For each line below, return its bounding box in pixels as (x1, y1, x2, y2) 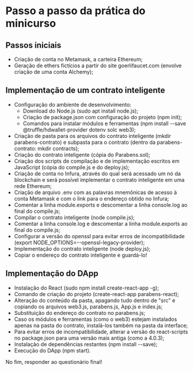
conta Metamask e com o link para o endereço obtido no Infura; (14, 195, 169, 202)
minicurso (5, 17, 57, 30)
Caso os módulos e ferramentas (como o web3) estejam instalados (14, 316, 177, 323)
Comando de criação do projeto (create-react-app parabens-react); (14, 290, 179, 297)
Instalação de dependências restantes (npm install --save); (14, 340, 157, 347)
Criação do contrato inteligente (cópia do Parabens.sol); (14, 151, 151, 158)
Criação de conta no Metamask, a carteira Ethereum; (14, 56, 143, 63)
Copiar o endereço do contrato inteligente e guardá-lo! (14, 251, 147, 258)
